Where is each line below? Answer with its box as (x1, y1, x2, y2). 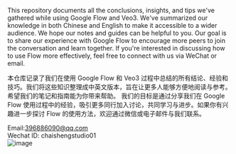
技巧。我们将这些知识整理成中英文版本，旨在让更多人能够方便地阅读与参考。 (7, 83, 232, 91)
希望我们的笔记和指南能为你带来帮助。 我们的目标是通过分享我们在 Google (7, 92, 225, 100)
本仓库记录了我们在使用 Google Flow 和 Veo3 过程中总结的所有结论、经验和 (7, 74, 229, 82)
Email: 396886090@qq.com (7, 124, 89, 132)
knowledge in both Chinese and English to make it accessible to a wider (7, 21, 218, 29)
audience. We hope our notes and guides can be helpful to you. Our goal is (7, 29, 227, 37)
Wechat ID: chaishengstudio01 (7, 131, 97, 140)
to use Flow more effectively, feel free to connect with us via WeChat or (7, 51, 218, 60)
